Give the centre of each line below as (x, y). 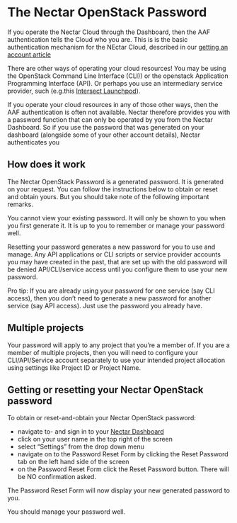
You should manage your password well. (67, 512)
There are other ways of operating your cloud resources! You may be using (117, 68)
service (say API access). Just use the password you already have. (105, 305)
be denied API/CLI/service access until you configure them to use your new (117, 269)
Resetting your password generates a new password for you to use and (111, 247)
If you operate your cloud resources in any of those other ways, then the (113, 104)
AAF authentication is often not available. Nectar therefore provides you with (119, 112)
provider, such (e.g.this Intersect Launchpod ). (74, 91)
